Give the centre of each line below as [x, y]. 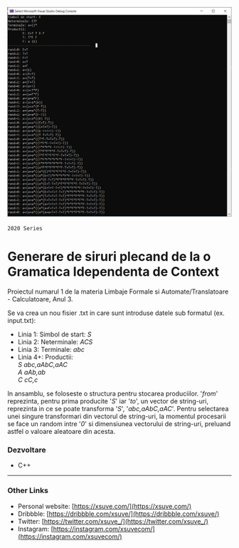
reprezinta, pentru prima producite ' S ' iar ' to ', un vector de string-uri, [108, 401]
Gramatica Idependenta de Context [113, 272]
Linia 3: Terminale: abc [51, 349]
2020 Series [25, 229]
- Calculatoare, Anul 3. [40, 299]
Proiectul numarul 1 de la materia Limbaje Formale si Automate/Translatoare [118, 291]
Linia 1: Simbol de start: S [54, 334]
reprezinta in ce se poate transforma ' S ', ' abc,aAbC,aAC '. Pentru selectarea [118, 408]
